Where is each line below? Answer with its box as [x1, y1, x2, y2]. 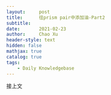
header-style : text [6, 37, 56, 43]
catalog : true [6, 54, 42, 60]
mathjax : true [6, 48, 42, 54]
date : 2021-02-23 [6, 25, 67, 32]
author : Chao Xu [6, 31, 59, 38]
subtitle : [6, 20, 32, 26]
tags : [6, 59, 20, 65]
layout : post [6, 8, 50, 15]
